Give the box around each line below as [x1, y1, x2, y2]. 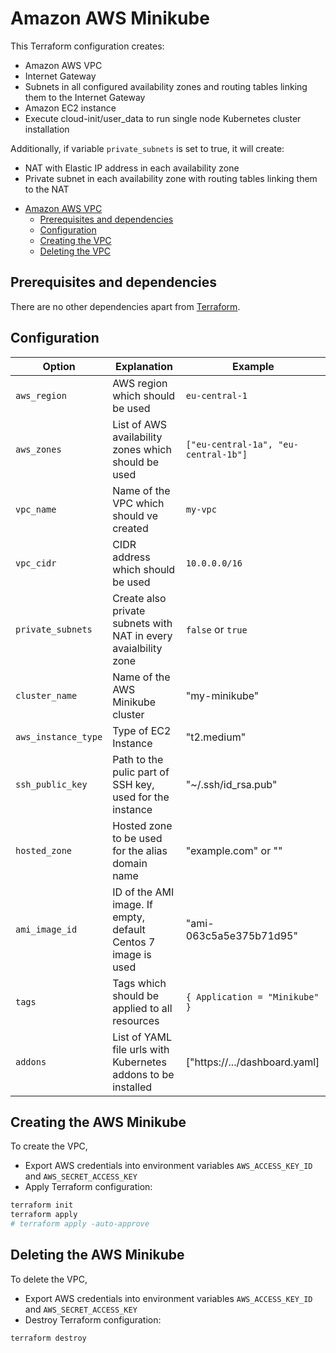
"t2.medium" [185, 730, 247, 744]
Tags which [112, 976, 167, 990]
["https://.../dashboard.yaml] [185, 1055, 320, 1069]
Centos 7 [112, 935, 156, 949]
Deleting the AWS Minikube [10, 1247, 185, 1264]
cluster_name [15, 690, 78, 701]
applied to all [112, 1001, 173, 1015]
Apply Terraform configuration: [24, 1181, 153, 1193]
